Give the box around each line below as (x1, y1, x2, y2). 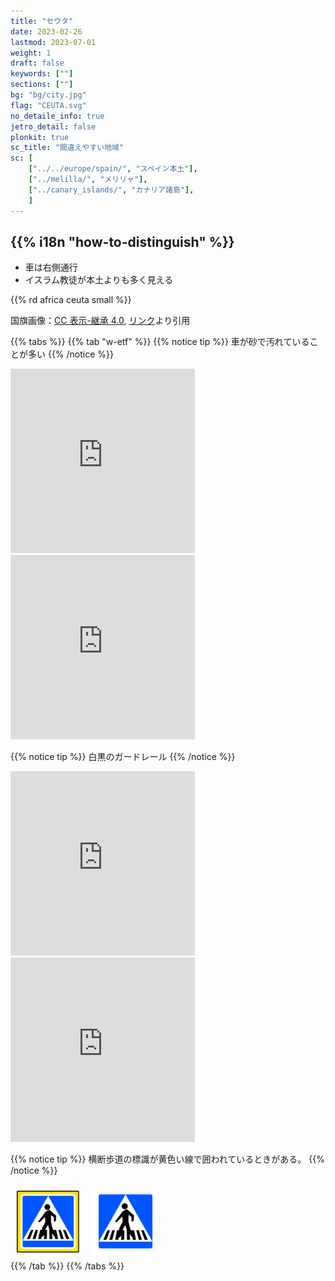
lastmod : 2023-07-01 (10, 37, 97, 47)
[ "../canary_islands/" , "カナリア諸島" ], (28, 185, 195, 195)
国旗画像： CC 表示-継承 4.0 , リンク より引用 (10, 315, 191, 327)
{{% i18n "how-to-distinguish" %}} (10, 233, 235, 250)
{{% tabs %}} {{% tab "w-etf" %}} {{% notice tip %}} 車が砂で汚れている (10, 336, 310, 348)
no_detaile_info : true (10, 111, 105, 121)
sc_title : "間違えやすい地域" (10, 143, 125, 153)
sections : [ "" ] (10, 80, 74, 90)
